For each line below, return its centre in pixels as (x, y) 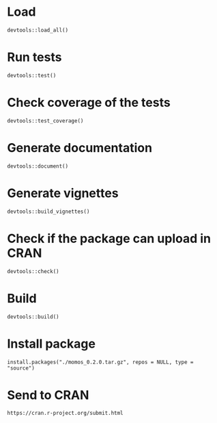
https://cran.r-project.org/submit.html (66, 413)
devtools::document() (38, 166)
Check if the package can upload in (109, 239)
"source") (21, 368)
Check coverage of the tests (89, 103)
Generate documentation (79, 148)
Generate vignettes (63, 193)
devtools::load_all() (38, 30)
